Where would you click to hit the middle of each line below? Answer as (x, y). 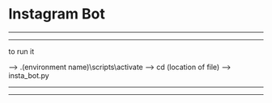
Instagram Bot (57, 14)
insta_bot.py (29, 75)
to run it (21, 51)
